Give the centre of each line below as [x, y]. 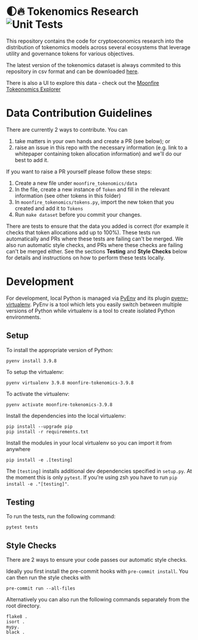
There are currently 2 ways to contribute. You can [67, 129]
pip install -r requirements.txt [47, 432]
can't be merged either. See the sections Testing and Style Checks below [97, 251]
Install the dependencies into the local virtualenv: [66, 416]
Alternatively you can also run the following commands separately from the [98, 600]
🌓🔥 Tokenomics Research [73, 12]
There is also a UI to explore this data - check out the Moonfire [83, 83]
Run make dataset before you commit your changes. [78, 214]
